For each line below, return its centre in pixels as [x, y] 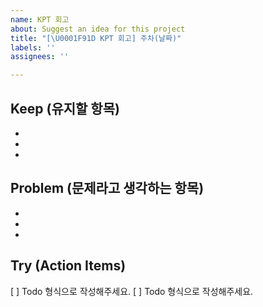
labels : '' [33, 47]
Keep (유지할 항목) [65, 108]
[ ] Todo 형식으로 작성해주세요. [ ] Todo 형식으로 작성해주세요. [132, 291]
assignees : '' [40, 57]
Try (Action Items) [68, 266]
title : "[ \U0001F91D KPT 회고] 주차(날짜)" [96, 38]
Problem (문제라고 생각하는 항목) [107, 188]
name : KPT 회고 [40, 19]
